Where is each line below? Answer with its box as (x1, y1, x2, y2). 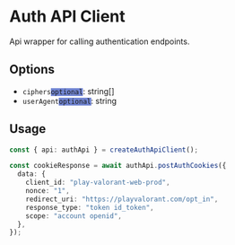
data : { (17, 170, 47, 179)
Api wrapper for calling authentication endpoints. (9, 36, 190, 47)
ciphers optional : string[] (22, 85, 115, 96)
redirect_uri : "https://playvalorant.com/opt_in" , (25, 195, 219, 204)
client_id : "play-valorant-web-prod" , (25, 178, 170, 188)
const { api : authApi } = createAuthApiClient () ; (9, 145, 199, 154)
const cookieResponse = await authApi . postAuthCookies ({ (9, 162, 227, 171)
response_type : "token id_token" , (25, 203, 154, 212)
